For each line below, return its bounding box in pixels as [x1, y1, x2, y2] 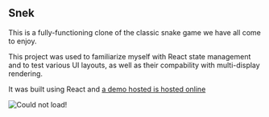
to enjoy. [8, 36, 38, 46]
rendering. [8, 68, 43, 79]
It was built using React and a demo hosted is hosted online [8, 84, 206, 94]
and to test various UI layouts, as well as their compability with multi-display [8, 60, 260, 70]
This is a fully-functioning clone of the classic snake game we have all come [8, 27, 262, 37]
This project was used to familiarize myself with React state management [8, 51, 251, 61]
